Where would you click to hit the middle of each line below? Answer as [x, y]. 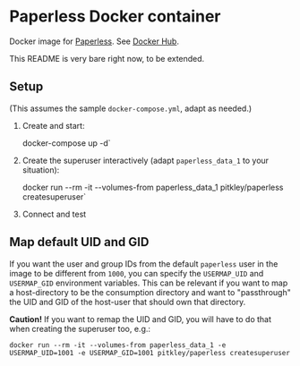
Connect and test [54, 214]
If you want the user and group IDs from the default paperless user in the [144, 264]
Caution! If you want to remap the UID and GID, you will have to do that [140, 319]
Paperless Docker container [115, 17]
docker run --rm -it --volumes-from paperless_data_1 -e [118, 345]
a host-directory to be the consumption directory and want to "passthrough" [150, 292]
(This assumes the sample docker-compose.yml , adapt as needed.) [131, 108]
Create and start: [53, 125]
